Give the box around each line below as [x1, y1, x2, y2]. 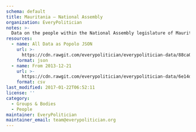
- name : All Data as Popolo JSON [11, 41, 93, 47]
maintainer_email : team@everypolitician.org [6, 117, 116, 123]
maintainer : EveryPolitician [6, 112, 77, 117]
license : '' [6, 90, 35, 96]
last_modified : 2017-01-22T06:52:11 [6, 85, 95, 91]
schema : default [6, 8, 45, 15]
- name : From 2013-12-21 [11, 62, 72, 69]
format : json [16, 57, 48, 63]
